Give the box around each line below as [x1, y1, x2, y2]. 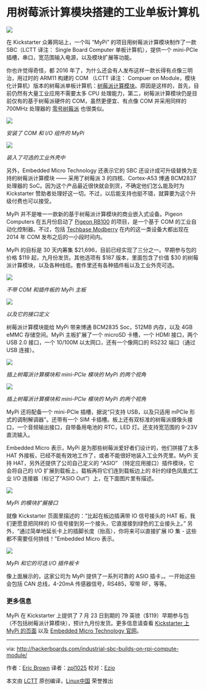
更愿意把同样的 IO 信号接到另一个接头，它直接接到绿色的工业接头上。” [11, 519, 186, 527]
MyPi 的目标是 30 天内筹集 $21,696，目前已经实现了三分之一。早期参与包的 [6, 246, 197, 254]
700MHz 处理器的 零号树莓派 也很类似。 [6, 105, 108, 112]
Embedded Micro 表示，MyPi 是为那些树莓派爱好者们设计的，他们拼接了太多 [6, 444, 199, 451]
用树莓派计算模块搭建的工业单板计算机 [6, 6, 200, 20]
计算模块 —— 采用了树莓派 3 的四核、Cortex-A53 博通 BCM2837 [32, 174, 197, 182]
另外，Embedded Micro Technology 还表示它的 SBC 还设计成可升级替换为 [6, 166, 193, 174]
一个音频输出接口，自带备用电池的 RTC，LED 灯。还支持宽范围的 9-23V [17, 423, 197, 431]
